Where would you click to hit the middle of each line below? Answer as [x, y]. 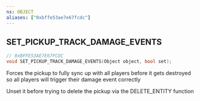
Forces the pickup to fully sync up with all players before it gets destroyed [99, 73]
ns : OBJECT [20, 12]
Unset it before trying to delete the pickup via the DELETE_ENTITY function [100, 91]
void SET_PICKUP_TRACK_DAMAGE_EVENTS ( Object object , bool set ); [89, 62]
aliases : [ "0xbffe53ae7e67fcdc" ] [48, 18]
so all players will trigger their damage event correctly [74, 80]
